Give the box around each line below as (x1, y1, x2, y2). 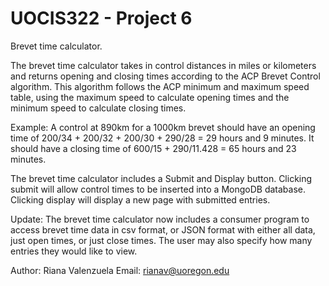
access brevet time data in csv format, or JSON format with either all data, (10, 223, 316, 236)
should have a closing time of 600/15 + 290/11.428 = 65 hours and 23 (10, 142, 297, 154)
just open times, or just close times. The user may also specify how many (10, 234, 313, 246)
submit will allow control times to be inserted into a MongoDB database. (10, 183, 306, 195)
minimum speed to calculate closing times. (10, 102, 187, 114)
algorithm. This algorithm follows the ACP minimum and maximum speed (10, 80, 310, 92)
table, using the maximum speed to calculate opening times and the (10, 91, 290, 103)
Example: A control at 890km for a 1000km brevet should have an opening (10, 121, 316, 133)
